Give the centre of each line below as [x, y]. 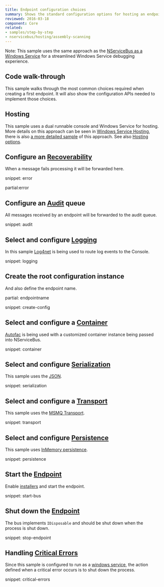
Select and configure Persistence [57, 438]
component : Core [21, 23]
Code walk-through [35, 77]
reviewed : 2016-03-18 [27, 19]
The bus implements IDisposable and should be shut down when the [74, 523]
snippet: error [19, 178]
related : [14, 28]
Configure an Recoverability [49, 157]
